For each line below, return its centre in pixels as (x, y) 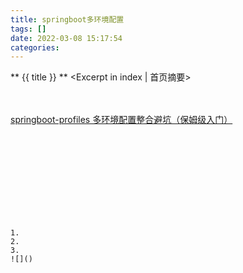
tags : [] (28, 29)
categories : (35, 47)
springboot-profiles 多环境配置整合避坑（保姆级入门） (121, 119)
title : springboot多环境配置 (67, 19)
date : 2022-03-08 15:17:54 (66, 38)
